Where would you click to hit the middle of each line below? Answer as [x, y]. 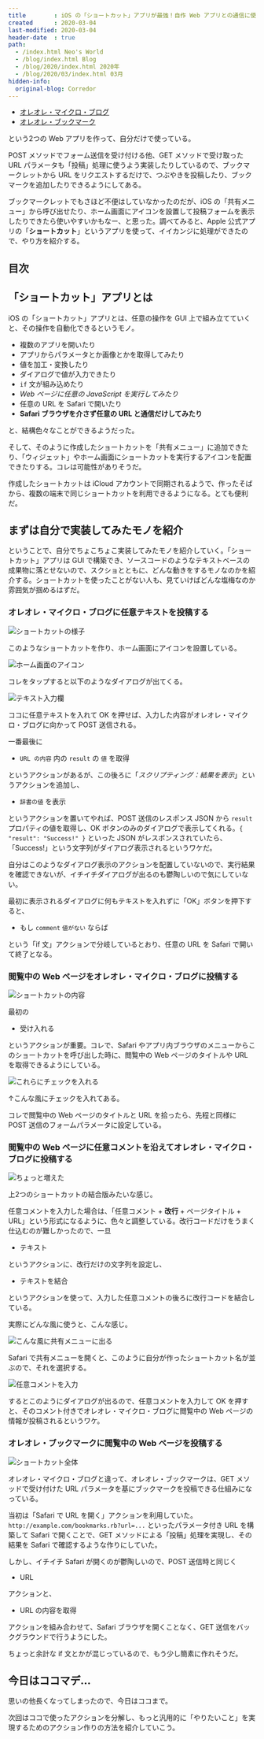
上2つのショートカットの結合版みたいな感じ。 [82, 1195]
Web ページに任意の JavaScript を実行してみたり [99, 394]
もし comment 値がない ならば [64, 927]
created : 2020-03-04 [52, 23]
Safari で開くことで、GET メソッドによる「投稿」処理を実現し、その [141, 1535]
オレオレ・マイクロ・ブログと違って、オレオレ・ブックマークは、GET [121, 1478]
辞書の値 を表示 [43, 801]
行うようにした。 [84, 1637]
